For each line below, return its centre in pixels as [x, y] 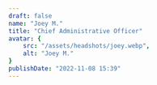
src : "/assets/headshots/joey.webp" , [87, 46]
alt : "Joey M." [49, 53]
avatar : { [25, 38]
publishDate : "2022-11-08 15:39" [65, 69]
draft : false [30, 16]
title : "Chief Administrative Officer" [76, 31]
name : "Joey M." [36, 23]
